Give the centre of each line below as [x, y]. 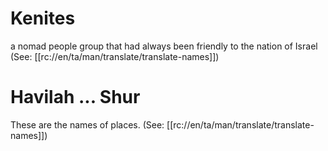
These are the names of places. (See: [87, 124]
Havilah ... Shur [75, 97]
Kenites [43, 18]
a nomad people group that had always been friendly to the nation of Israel [164, 46]
